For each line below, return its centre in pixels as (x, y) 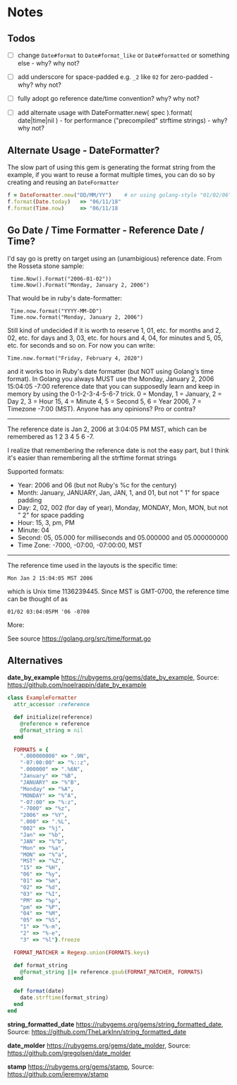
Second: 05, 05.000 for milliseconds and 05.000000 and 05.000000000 (123, 538)
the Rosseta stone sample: (46, 266)
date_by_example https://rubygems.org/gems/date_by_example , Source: (113, 677)
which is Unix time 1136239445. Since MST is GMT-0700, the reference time (118, 591)
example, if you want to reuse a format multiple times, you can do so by (111, 175)
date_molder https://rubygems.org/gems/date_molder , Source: (99, 1045)
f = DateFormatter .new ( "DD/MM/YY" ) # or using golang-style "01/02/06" (120, 195)
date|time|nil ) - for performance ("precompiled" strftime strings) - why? (122, 121)
